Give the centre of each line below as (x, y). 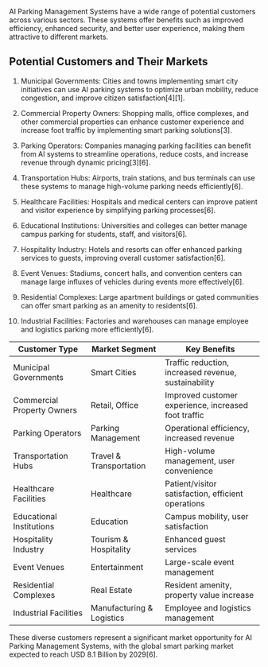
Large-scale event (200, 562)
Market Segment (124, 349)
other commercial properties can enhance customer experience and (132, 122)
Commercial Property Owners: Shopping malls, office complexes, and (135, 113)
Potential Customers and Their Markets (109, 62)
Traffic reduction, (197, 363)
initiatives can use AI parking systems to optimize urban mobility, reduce (140, 89)
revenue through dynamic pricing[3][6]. (85, 162)
